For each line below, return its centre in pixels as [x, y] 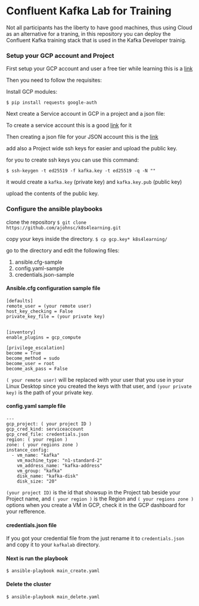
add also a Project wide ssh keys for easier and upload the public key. [92, 149]
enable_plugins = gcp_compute [44, 337]
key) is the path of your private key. [50, 392]
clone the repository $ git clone [46, 222]
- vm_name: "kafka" [36, 455]
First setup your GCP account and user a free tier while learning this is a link [99, 69]
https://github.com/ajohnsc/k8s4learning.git [63, 228]
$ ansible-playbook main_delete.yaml [53, 597]
